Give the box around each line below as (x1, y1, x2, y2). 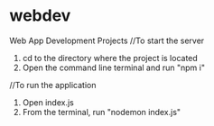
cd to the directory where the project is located (22, 52, 199, 63)
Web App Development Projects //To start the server (9, 35, 205, 46)
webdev (9, 5, 71, 26)
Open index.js (22, 96, 74, 108)
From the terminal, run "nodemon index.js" (22, 106, 181, 117)
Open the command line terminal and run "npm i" (22, 62, 206, 73)
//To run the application (9, 79, 97, 90)
